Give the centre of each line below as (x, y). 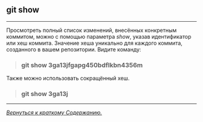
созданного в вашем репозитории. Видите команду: (74, 49)
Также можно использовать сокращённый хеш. (68, 79)
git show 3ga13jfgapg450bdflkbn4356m (82, 65)
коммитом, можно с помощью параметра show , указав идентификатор (99, 36)
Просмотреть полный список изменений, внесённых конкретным (92, 30)
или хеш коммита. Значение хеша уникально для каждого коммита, (95, 43)
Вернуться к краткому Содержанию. (54, 113)
